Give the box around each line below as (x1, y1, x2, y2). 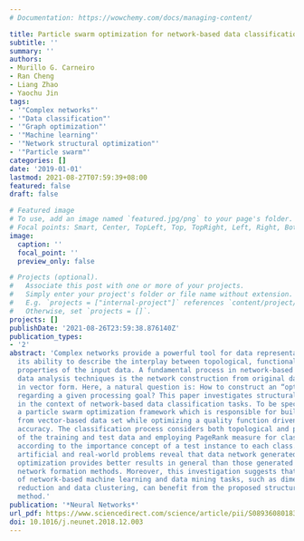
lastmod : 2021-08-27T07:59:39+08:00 (9, 173, 147, 182)
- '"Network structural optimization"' (9, 140, 160, 149)
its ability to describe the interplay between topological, (17, 357, 253, 367)
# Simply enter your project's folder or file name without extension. (9, 290, 294, 299)
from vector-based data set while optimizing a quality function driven (17, 416, 298, 426)
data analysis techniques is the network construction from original (17, 373, 285, 383)
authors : (9, 55, 43, 64)
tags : (9, 97, 30, 106)
